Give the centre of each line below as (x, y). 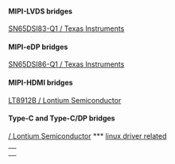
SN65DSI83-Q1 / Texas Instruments (66, 29)
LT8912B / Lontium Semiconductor (65, 100)
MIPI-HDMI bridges (41, 82)
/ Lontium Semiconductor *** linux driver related (87, 135)
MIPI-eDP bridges (38, 47)
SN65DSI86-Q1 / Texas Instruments (66, 64)
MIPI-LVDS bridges (41, 11)
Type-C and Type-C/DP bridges (62, 118)
